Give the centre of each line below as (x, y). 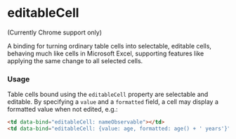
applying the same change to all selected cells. (75, 60)
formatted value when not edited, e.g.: (63, 110)
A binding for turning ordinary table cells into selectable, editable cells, (110, 46)
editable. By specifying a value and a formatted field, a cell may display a (113, 102)
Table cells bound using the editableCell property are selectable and (108, 94)
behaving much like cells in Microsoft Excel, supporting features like (106, 53)
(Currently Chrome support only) (55, 32)
